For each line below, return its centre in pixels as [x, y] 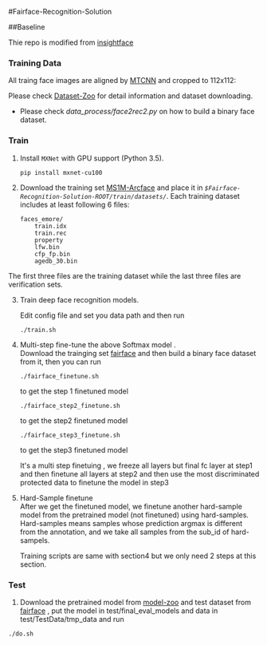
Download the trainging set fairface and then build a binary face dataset [138, 353]
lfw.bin [47, 247]
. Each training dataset [203, 196]
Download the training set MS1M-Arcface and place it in [111, 188]
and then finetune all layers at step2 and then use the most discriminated [139, 473]
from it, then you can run [61, 362]
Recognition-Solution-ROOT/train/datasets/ [93, 196]
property [49, 240]
